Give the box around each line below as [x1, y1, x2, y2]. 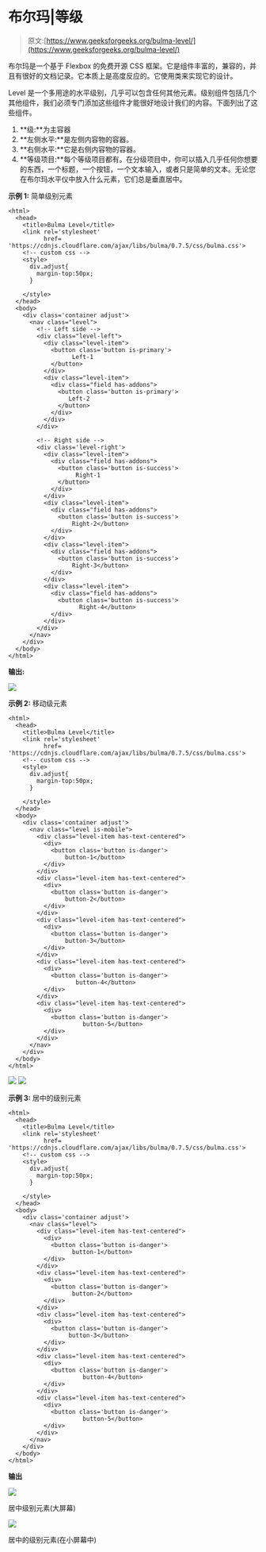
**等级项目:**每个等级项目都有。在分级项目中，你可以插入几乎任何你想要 [19, 154, 258, 164]
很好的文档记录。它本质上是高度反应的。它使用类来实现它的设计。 [21, 71, 237, 80]
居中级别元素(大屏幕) [8, 1503, 77, 1512]
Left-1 [71, 353, 93, 361]
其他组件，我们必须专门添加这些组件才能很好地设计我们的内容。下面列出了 [8, 98, 251, 107]
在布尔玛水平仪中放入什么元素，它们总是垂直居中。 [19, 174, 187, 183]
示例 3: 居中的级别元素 [8, 1093, 82, 1102]
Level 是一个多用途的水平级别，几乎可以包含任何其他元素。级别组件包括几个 [8, 87, 256, 97]
